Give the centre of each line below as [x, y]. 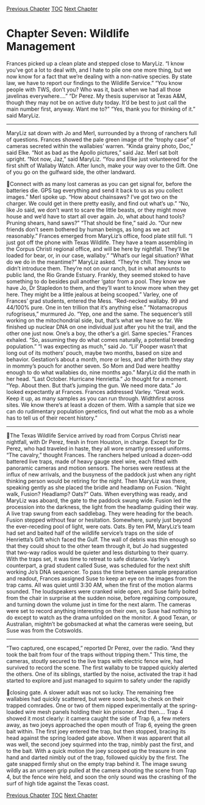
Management [41, 47]
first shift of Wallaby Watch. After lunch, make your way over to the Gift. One [102, 165]
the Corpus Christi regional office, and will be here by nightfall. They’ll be [98, 249]
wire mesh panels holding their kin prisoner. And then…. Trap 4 [104, 711]
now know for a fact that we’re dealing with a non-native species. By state [99, 76]
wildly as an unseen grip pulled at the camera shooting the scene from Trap [101, 770]
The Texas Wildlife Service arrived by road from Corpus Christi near [95, 435]
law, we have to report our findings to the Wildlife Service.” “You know [95, 83]
